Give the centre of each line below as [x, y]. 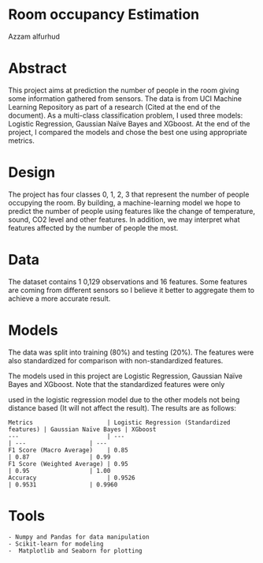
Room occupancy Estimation [104, 15]
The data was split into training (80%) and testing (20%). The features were [131, 352]
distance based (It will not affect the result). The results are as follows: [122, 407]
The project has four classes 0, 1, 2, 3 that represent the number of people [129, 194]
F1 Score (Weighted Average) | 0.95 [68, 464]
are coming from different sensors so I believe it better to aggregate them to [131, 290]
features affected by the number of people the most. [93, 227]
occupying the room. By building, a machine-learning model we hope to [124, 202]
